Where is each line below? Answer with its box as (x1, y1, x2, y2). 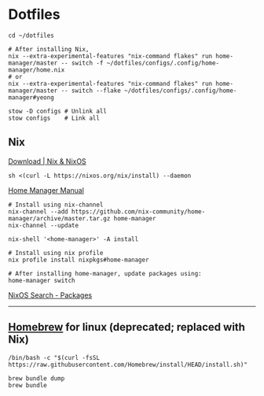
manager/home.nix (8, 65, 65, 74)
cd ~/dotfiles (8, 31, 55, 39)
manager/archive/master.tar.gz (8, 214, 111, 222)
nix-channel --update (8, 221, 79, 229)
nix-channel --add (8, 207, 68, 216)
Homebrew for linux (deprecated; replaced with (8, 320, 246, 334)
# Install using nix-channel (8, 201, 104, 209)
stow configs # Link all (8, 114, 101, 122)
